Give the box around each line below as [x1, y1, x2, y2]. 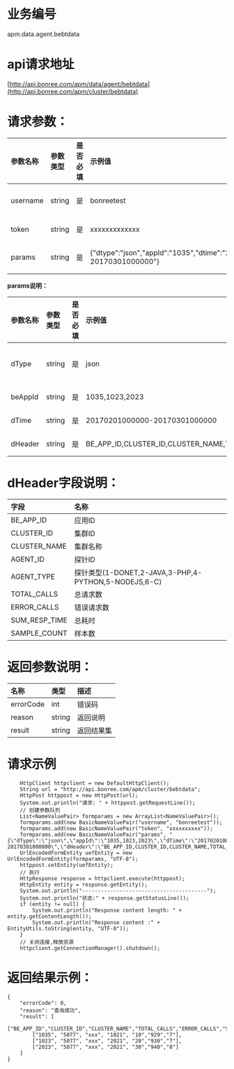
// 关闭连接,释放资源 [19, 938, 75, 946]
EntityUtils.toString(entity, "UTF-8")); [7, 925, 130, 932]
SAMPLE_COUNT [10, 628, 68, 638]
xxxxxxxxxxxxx [90, 224, 140, 234]
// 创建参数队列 [19, 806, 61, 813]
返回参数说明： [7, 659, 93, 675]
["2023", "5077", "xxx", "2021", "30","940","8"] [32, 1043, 179, 1050]
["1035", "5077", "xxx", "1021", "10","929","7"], [32, 1031, 182, 1038]
